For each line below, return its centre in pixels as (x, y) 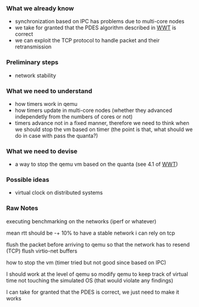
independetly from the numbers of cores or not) (74, 116)
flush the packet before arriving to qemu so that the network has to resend (98, 244)
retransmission (33, 47)
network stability (36, 75)
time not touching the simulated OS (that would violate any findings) (90, 280)
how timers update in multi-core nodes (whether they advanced (93, 110)
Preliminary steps (32, 62)
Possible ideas (28, 180)
